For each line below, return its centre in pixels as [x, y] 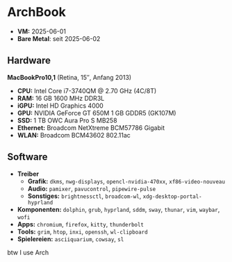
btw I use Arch [28, 252]
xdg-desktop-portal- [173, 196]
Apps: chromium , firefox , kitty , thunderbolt [81, 224]
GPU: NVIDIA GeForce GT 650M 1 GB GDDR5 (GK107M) [97, 113]
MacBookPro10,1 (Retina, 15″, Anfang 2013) [69, 77]
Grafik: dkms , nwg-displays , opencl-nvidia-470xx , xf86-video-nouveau [126, 181]
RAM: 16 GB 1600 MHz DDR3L [61, 98]
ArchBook [36, 12]
